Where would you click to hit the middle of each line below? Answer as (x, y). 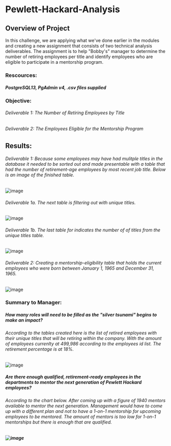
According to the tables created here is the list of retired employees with (81, 333)
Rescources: (21, 75)
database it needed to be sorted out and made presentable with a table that (85, 164)
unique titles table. (25, 235)
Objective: (18, 100)
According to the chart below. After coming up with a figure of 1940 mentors (85, 400)
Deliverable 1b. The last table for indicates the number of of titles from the (83, 230)
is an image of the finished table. (40, 175)
